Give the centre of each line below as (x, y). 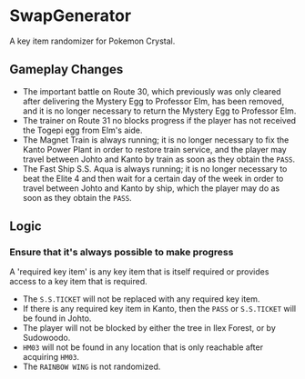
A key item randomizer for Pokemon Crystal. (92, 41)
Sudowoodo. (46, 338)
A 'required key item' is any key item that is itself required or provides (139, 272)
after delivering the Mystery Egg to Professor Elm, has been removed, (153, 101)
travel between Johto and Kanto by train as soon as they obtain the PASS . (159, 159)
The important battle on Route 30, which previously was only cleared (152, 91)
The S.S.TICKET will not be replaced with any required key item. (141, 299)
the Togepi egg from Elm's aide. (82, 130)
